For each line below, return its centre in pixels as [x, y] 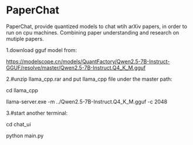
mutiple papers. [25, 39]
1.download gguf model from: [42, 50]
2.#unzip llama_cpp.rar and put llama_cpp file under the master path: [89, 79]
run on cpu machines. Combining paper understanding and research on [93, 32]
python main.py [25, 136]
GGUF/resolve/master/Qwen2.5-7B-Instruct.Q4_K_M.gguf [76, 67]
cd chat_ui [18, 124]
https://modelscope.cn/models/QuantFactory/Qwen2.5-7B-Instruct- [88, 61]
